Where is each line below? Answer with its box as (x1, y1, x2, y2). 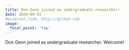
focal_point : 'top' (10, 26, 51, 31)
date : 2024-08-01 (5, 12, 42, 17)
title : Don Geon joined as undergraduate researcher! (5, 7, 120, 12)
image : (5, 21, 19, 26)
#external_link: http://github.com (5, 16, 80, 21)
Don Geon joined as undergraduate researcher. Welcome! (5, 39, 124, 45)
